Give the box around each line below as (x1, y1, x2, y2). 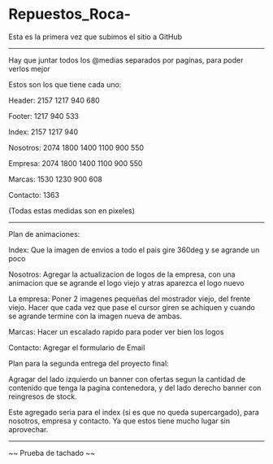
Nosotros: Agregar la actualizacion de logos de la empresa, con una (8, 269, 236, 279)
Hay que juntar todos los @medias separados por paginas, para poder (8, 55, 244, 65)
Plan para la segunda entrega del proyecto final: (8, 358, 169, 368)
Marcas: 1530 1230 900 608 (8, 174, 103, 184)
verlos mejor (8, 63, 50, 73)
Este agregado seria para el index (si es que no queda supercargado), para (8, 407, 260, 417)
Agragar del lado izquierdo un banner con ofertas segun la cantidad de (8, 374, 246, 383)
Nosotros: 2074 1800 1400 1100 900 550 (8, 142, 145, 152)
